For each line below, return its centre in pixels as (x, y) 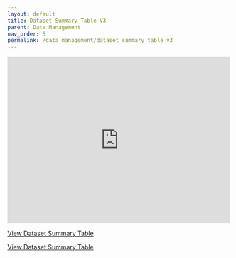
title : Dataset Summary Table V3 (57, 21)
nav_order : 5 (27, 34)
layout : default (31, 14)
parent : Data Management (44, 27)
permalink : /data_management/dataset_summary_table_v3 (90, 41)
